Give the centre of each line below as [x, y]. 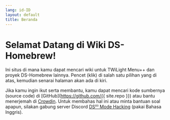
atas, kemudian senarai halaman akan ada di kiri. [56, 81]
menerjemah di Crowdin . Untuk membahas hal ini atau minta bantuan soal [83, 101]
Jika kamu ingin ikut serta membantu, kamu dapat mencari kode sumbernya [85, 90]
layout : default [22, 15]
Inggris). [14, 112]
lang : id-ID [18, 10]
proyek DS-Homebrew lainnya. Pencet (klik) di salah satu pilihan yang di [81, 75]
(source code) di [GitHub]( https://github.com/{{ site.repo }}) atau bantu [80, 96]
